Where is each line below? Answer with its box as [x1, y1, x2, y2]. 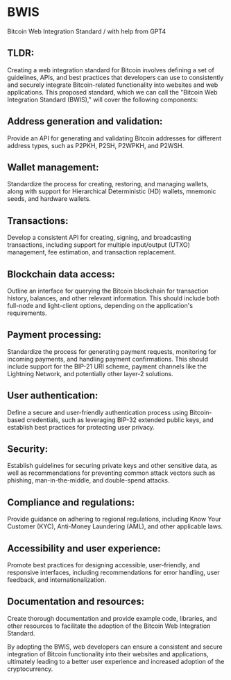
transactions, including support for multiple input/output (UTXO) [7, 241, 191, 249]
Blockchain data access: [7, 268, 116, 280]
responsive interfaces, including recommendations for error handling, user [7, 568, 220, 577]
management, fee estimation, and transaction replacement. [7, 248, 176, 257]
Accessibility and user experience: [7, 542, 161, 554]
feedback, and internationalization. [7, 576, 106, 584]
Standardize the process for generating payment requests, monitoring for [7, 347, 217, 355]
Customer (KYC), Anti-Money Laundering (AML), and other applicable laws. [7, 522, 223, 531]
